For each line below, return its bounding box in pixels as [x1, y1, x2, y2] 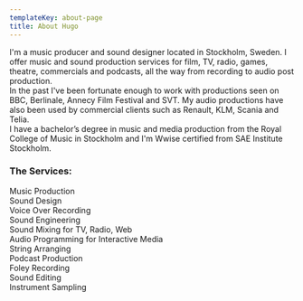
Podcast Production [9, 252, 83, 263]
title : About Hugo [9, 22, 79, 31]
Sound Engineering [9, 214, 81, 225]
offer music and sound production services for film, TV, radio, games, [9, 56, 269, 67]
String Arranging [9, 243, 71, 254]
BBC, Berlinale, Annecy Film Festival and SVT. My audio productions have [9, 94, 284, 105]
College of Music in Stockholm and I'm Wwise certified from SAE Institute [9, 133, 283, 144]
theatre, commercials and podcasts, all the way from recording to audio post [9, 65, 295, 77]
